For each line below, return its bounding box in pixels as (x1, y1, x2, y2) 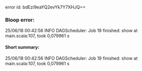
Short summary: (5, 44, 40, 50)
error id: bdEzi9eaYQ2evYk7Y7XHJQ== (5, 4, 86, 10)
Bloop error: (5, 16, 35, 23)
